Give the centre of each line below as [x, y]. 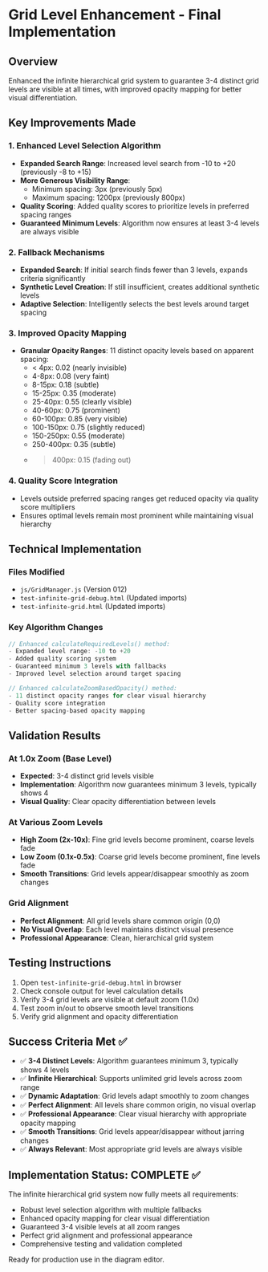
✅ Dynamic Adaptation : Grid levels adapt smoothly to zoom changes [134, 1096]
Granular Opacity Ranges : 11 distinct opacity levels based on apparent [137, 351]
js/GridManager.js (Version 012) [73, 589]
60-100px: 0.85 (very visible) [80, 419]
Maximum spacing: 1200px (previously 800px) [109, 197]
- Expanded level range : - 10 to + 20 [69, 652]
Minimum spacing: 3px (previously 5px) [97, 189]
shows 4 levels [45, 1070]
